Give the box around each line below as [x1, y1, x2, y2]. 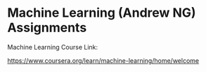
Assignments [7, 20, 87, 36]
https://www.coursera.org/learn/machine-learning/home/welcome [7, 56, 199, 64]
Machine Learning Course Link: [7, 43, 98, 51]
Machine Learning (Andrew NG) [7, 5, 196, 21]
